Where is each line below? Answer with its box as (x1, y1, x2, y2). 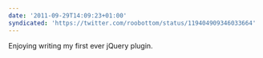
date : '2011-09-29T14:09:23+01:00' (8, 11, 127, 20)
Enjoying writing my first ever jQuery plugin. (8, 41, 154, 50)
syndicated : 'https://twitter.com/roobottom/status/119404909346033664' (8, 19, 257, 27)
